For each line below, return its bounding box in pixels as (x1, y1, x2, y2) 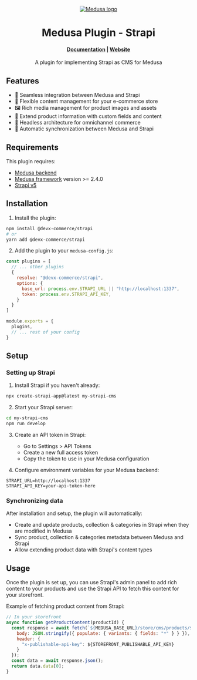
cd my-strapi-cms (6, 415, 49, 421)
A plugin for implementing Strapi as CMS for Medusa (35, 59, 162, 66)
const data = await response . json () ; (11, 658, 104, 664)
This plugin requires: (6, 158, 56, 165)
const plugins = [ (6, 258, 51, 264)
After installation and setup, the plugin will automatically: (6, 510, 142, 517)
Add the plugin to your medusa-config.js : (14, 247, 114, 254)
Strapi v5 (14, 182, 37, 189)
